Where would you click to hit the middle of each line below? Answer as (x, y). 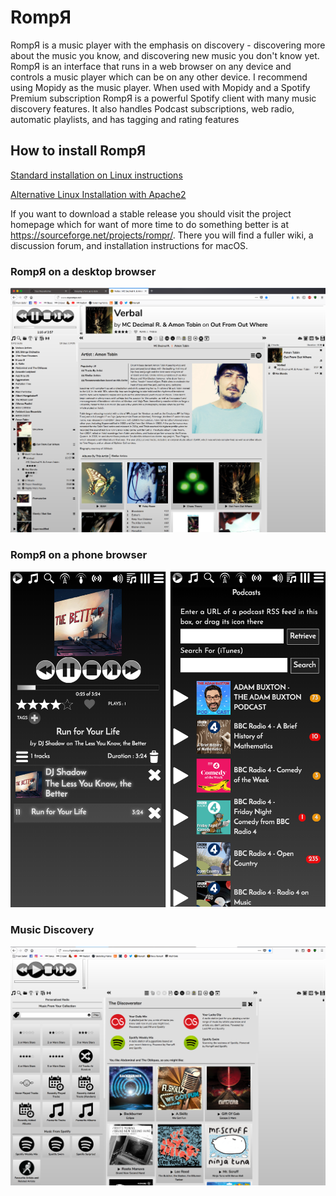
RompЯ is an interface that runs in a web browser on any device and (151, 66)
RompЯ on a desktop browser (83, 271)
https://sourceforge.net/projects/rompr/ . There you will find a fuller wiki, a (162, 235)
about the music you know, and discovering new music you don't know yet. (165, 55)
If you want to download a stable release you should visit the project (151, 213)
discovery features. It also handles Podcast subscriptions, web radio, (152, 108)
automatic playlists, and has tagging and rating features (125, 119)
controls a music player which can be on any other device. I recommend (159, 77)
